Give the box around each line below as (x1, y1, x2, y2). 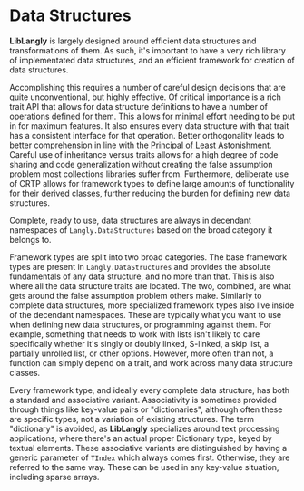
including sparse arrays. (9, 471, 100, 482)
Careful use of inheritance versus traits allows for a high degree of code (9, 149, 279, 159)
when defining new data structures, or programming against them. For (9, 319, 272, 330)
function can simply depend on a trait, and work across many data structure (9, 357, 293, 368)
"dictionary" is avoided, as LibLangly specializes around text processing (9, 423, 280, 434)
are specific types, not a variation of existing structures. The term (9, 413, 254, 424)
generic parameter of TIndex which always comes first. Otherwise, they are (9, 452, 290, 463)
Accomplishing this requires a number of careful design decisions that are (9, 82, 286, 92)
